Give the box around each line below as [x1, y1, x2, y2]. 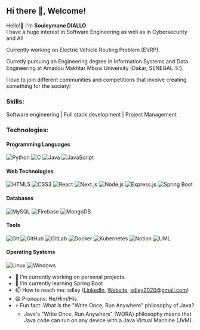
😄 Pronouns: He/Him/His [14, 295, 78, 302]
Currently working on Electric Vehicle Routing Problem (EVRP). [6, 46, 160, 53]
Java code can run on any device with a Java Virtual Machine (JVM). [23, 317, 193, 324]
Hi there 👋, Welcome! [6, 6, 87, 16]
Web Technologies [6, 167, 54, 175]
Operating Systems [6, 249, 56, 256]
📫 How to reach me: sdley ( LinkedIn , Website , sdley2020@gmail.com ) [14, 286, 189, 294]
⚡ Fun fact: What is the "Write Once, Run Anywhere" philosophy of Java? [14, 302, 195, 309]
